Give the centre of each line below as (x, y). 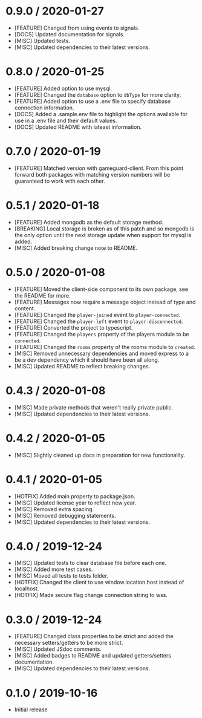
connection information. (44, 108)
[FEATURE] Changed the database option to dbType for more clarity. (98, 94)
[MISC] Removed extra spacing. (54, 509)
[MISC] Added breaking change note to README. (76, 248)
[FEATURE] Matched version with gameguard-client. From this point (99, 168)
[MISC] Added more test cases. (54, 569)
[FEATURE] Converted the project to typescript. (73, 327)
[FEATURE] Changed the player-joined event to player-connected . (97, 315)
